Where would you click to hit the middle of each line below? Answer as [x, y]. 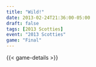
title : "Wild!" [25, 12]
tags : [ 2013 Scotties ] [35, 29]
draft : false [23, 23]
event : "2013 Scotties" [36, 35]
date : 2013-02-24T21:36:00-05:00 [48, 18]
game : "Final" [24, 40]
